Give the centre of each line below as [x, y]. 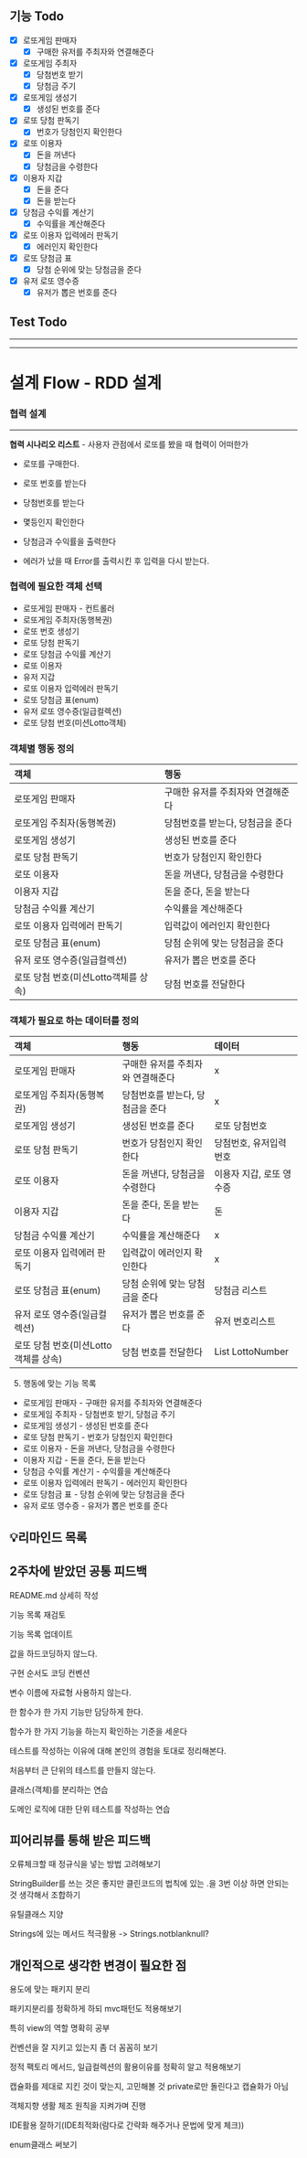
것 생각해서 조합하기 [45, 1895]
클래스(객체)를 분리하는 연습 [59, 1789]
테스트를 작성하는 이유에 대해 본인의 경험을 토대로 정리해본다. [118, 1750]
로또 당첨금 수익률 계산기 [67, 654]
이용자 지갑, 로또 [248, 1174]
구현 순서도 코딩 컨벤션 [50, 1672]
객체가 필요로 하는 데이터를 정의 [74, 1020]
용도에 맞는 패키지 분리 [50, 1989]
